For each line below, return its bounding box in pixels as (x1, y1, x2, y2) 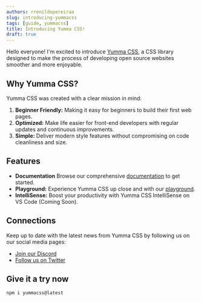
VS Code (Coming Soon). (15, 198, 79, 205)
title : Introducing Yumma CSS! (6, 25, 85, 32)
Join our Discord (15, 250, 57, 257)
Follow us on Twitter (15, 256, 65, 264)
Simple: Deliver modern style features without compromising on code (15, 132, 189, 139)
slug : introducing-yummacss (6, 15, 77, 21)
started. (15, 178, 35, 186)
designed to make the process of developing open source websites (6, 55, 174, 62)
